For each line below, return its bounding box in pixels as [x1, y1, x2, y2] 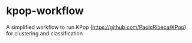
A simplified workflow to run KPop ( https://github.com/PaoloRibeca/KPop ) [6, 24, 187, 31]
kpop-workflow [6, 4, 84, 18]
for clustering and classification [6, 29, 83, 37]
